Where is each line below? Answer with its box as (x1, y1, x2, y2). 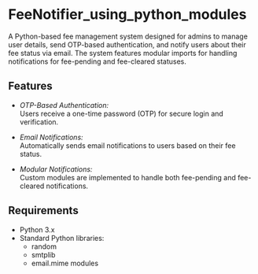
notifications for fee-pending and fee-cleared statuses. (8, 57, 187, 66)
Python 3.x (19, 224, 55, 234)
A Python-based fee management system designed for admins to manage (8, 31, 248, 41)
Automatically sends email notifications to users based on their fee (19, 140, 236, 150)
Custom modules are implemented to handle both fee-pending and (19, 172, 236, 182)
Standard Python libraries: (19, 233, 105, 243)
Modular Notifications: (19, 164, 93, 174)
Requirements (8, 204, 79, 217)
